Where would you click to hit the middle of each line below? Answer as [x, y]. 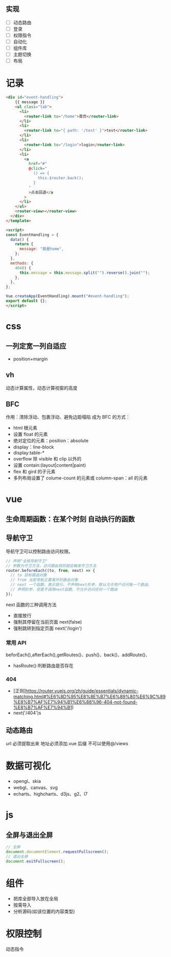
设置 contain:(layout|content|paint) [50, 465]
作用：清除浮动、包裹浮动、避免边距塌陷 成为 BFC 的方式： [68, 417]
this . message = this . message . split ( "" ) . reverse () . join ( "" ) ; [84, 273]
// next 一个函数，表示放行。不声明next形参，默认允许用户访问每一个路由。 [81, 585]
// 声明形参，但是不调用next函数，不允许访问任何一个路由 [64, 590]
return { [24, 244]
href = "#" [38, 164]
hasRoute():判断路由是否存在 [43, 666]
